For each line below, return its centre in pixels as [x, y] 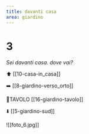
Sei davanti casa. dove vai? [40, 63]
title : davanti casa [32, 12]
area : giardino [25, 17]
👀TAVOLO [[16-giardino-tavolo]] [45, 99]
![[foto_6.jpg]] [23, 125]
